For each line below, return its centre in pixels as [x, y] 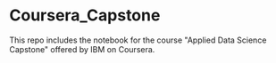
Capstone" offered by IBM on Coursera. [82, 49]
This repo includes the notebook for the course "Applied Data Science [138, 40]
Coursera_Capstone [85, 16]
